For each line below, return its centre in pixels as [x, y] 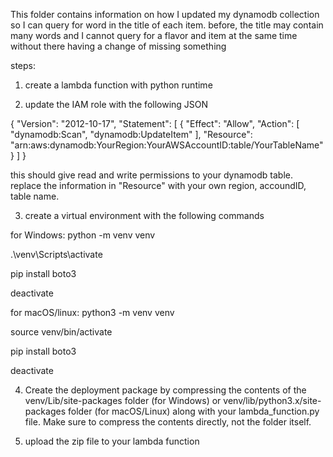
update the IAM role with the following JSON [116, 104]
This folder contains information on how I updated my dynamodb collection [165, 14]
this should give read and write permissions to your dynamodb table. [151, 175]
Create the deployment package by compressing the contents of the [165, 390]
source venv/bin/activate [61, 332]
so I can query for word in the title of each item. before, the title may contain [167, 25]
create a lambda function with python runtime [118, 85]
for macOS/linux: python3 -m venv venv [92, 312]
